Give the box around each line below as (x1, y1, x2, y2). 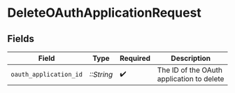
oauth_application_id (10, 71, 83, 78)
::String (89, 70, 113, 79)
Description (171, 54, 211, 63)
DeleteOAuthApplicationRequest (7, 5, 201, 21)
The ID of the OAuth (157, 65, 222, 75)
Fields (7, 33, 35, 45)
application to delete (157, 74, 225, 83)
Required (120, 54, 151, 63)
